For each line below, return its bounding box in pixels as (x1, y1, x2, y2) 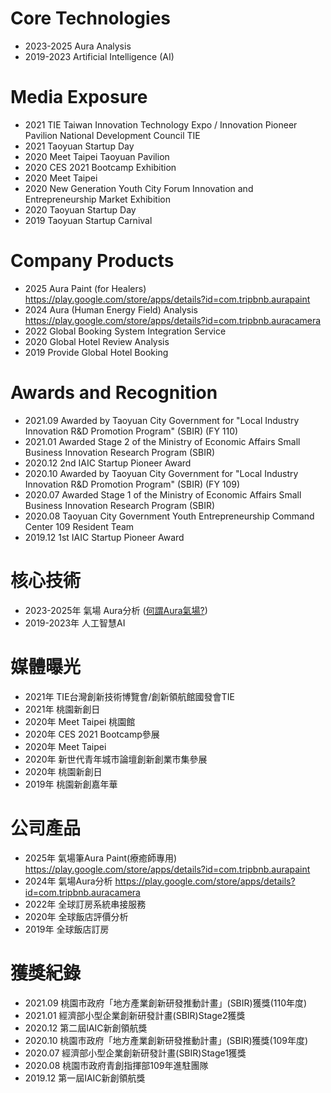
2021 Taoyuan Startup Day (24, 140, 135, 152)
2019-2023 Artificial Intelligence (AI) (24, 50, 175, 62)
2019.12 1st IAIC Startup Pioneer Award (24, 531, 185, 543)
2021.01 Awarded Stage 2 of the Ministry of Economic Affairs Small (24, 435, 301, 447)
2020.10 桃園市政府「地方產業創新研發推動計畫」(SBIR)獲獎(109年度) (24, 1034, 309, 1046)
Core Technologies (10, 7, 172, 30)
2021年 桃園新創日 (24, 703, 101, 715)
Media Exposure (10, 86, 148, 109)
